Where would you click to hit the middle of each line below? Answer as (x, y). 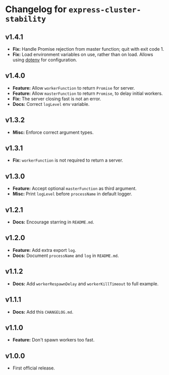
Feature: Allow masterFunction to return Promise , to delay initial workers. (88, 93)
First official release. (34, 368)
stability (26, 19)
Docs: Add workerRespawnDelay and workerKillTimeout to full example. (86, 284)
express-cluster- (105, 10)
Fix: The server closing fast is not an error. (57, 99)
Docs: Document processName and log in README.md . (66, 255)
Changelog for (36, 9)
